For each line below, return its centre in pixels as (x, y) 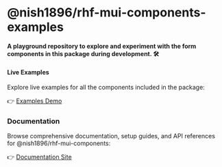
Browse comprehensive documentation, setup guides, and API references (111, 136)
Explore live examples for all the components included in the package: (106, 88)
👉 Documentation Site (39, 157)
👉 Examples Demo (35, 101)
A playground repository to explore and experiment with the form (102, 46)
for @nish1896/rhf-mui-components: (59, 143)
